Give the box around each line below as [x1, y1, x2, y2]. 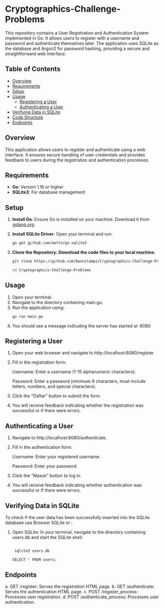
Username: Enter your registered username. [12, 454, 101, 460]
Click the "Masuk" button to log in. [12, 473, 82, 478]
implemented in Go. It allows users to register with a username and [5, 35, 140, 41]
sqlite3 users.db [14, 548, 50, 553]
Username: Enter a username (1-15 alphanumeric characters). [12, 369, 136, 375]
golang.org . [12, 221, 36, 228]
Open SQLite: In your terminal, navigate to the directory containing [12, 529, 145, 535]
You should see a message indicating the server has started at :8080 [12, 323, 151, 328]
